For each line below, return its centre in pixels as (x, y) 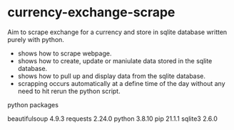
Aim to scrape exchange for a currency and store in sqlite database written (117, 32)
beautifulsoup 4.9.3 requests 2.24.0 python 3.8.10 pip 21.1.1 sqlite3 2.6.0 (112, 119)
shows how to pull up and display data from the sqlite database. (111, 76)
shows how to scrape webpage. (65, 53)
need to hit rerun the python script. (69, 91)
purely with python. (36, 39)
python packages (33, 104)
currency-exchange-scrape (91, 12)
